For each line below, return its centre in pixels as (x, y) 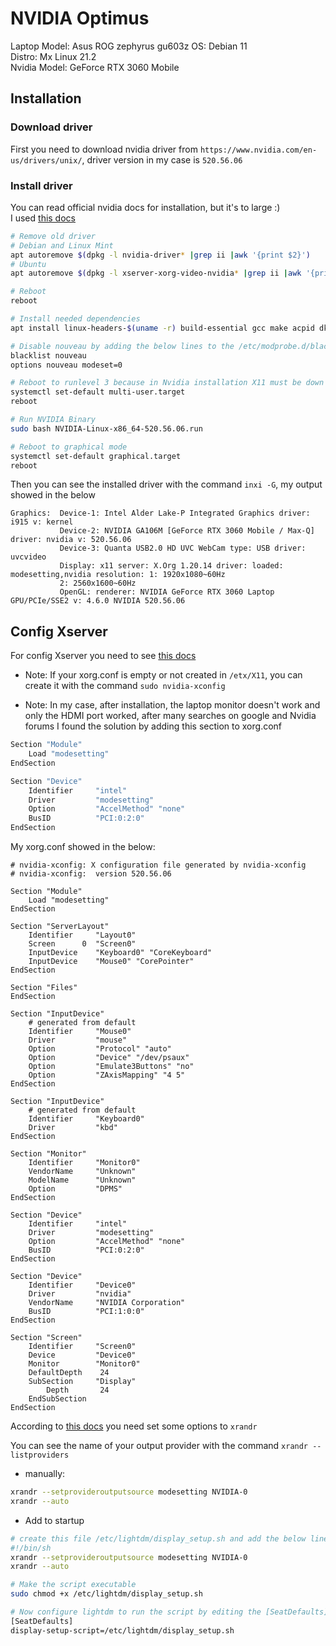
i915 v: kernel (42, 522)
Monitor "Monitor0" (84, 1364)
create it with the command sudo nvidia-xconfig (125, 686)
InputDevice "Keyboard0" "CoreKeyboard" (120, 953)
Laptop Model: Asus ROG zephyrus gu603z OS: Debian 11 (129, 46)
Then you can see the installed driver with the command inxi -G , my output (166, 484)
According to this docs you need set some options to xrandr (134, 1426)
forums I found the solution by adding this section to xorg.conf (153, 726)
